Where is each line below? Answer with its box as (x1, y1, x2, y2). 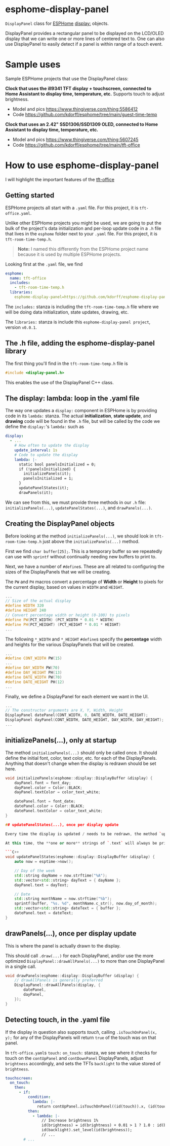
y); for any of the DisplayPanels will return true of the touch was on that (5, 1034, 156, 1040)
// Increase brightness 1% (41, 1118, 99, 1123)
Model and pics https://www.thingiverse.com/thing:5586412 (12, 106, 138, 112)
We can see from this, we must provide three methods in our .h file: (5, 499, 146, 505)
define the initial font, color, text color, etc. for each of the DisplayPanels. (5, 755, 157, 761)
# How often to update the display (14, 443, 90, 448)
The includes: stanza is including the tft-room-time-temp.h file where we (5, 304, 159, 310)
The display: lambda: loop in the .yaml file (5, 394, 140, 402)
